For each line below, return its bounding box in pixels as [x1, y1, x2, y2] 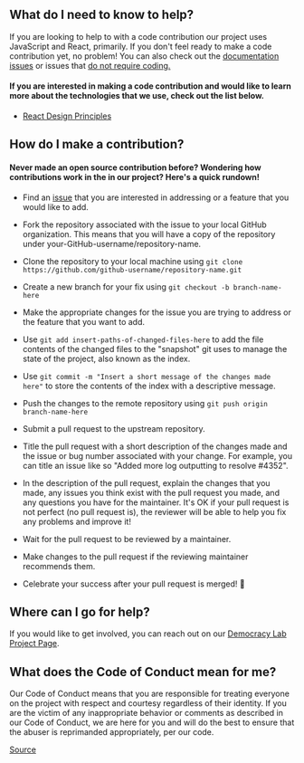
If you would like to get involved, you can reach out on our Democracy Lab [9, 628, 287, 639]
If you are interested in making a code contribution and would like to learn [9, 81, 291, 91]
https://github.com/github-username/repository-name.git [22, 265, 242, 274]
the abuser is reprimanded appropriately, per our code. [9, 727, 214, 738]
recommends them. [22, 560, 96, 571]
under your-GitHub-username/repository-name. [22, 238, 202, 249]
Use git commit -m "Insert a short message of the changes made [22, 370, 271, 381]
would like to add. [22, 201, 89, 212]
